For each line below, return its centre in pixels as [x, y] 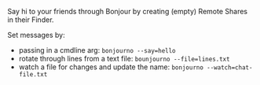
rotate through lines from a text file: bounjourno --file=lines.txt [124, 59]
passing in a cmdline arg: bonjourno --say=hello [97, 50]
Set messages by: [37, 35]
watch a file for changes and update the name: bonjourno [111, 67]
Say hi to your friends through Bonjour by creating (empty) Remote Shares [128, 11]
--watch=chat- [230, 68]
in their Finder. [31, 20]
